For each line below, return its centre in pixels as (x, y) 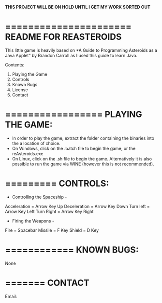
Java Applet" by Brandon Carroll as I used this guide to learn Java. (71, 55)
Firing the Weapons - (33, 221)
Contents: (15, 64)
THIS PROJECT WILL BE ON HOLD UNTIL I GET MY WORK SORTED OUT (78, 7)
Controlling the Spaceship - (39, 197)
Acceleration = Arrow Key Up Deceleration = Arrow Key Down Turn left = (77, 206)
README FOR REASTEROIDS (63, 37)
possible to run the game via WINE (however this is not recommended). (83, 164)
